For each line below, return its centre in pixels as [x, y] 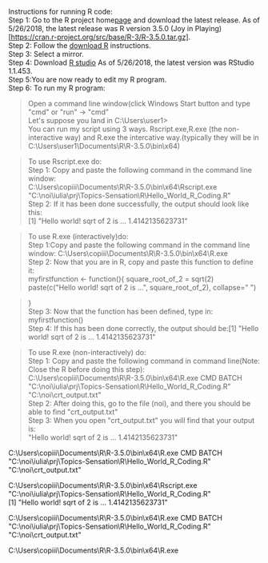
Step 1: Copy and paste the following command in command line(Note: [144, 361]
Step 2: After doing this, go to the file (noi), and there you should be [139, 403]
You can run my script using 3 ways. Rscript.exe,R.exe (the [125, 129]
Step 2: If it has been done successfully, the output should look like [138, 204]
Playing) [208, 28]
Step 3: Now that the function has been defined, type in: [120, 311]
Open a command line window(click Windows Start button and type [139, 104]
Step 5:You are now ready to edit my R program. [88, 80]
